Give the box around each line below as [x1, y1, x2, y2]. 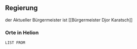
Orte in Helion [5, 29, 39, 36]
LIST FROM [5, 40, 26, 46]
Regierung [5, 4, 38, 12]
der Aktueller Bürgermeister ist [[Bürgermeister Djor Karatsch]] [5, 17, 133, 23]
